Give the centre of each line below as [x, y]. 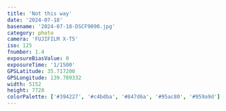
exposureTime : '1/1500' [41, 65]
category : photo [30, 33]
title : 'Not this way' [40, 13]
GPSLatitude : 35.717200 [41, 71]
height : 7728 [26, 90]
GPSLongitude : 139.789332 [44, 78]
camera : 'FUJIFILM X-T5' [43, 39]
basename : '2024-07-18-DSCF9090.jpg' [61, 26]
